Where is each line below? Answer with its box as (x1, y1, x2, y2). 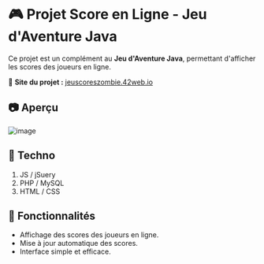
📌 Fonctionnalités (8, 209, 96, 222)
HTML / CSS (19, 186, 61, 196)
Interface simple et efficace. (19, 247, 112, 256)
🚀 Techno (8, 149, 56, 162)
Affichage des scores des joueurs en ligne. (19, 230, 159, 240)
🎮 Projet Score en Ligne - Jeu (8, 6, 207, 24)
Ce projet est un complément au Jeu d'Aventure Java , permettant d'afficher (8, 54, 256, 63)
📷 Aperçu (8, 101, 59, 114)
